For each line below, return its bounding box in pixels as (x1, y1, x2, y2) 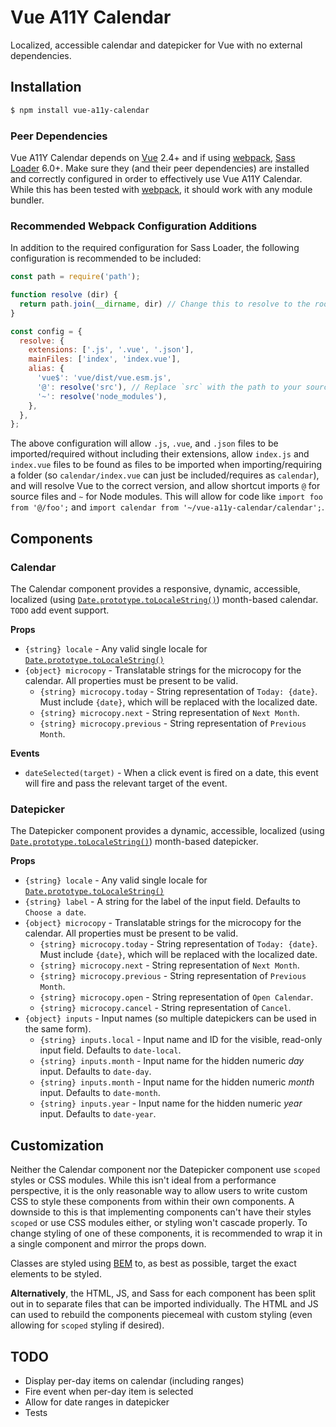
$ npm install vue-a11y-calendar (10, 105, 150, 115)
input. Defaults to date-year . (39, 1108, 157, 1120)
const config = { (10, 326, 83, 336)
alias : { (28, 364, 65, 374)
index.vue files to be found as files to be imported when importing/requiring (10, 459, 322, 471)
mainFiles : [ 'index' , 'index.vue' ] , (28, 354, 182, 365)
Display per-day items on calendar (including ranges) (24, 1374, 245, 1386)
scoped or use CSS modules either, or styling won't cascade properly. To (10, 1217, 308, 1229)
